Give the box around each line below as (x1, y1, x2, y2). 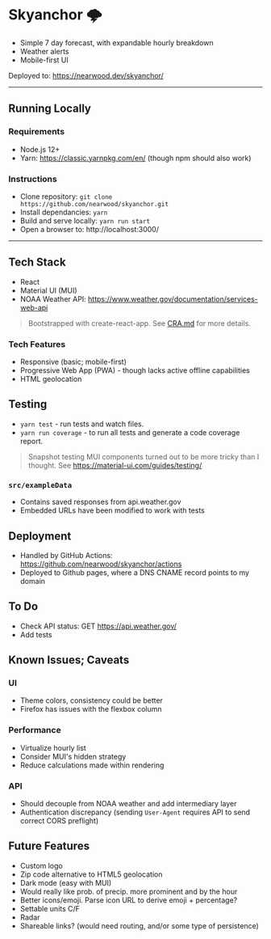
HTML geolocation (19, 374, 82, 384)
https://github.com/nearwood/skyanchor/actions (19, 559, 182, 569)
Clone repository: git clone (19, 191, 113, 201)
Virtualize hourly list (19, 742, 86, 752)
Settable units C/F (19, 903, 81, 913)
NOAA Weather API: (19, 294, 86, 303)
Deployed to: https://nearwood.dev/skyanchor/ (8, 70, 164, 80)
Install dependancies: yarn (19, 207, 108, 217)
